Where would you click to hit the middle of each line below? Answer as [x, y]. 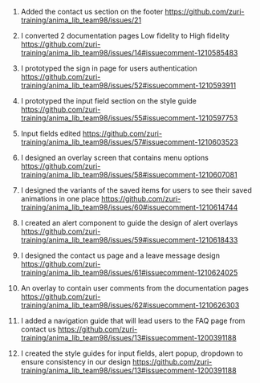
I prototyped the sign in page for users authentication [109, 68]
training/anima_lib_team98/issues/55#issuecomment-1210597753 [129, 118]
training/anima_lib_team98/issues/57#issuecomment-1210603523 [130, 142]
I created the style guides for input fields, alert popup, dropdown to [132, 353]
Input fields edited [51, 133]
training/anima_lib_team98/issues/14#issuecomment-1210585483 [129, 53]
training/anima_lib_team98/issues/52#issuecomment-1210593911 [128, 85]
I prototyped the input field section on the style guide [109, 101]
